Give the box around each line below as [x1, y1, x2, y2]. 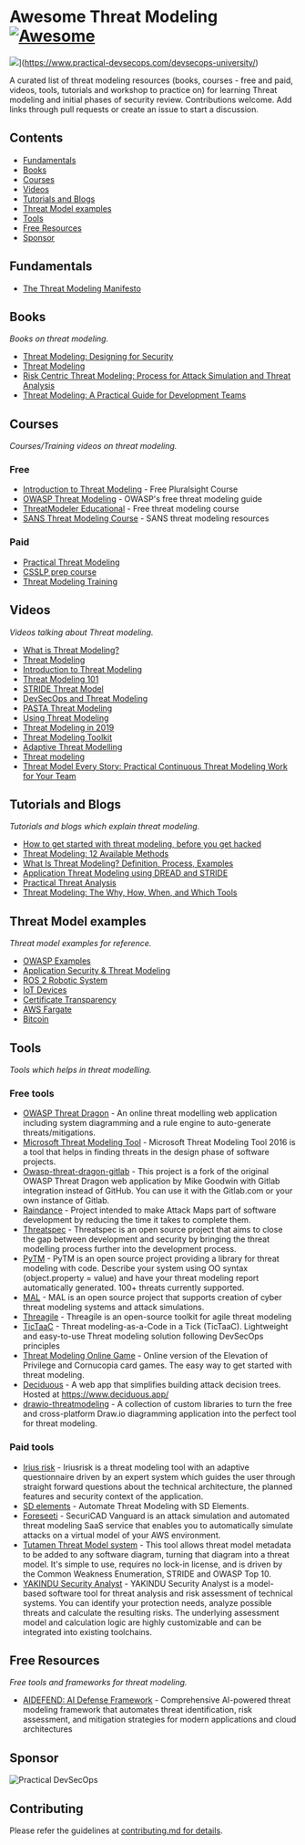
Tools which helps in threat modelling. [9, 1065, 152, 1076]
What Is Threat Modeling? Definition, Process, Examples [22, 858, 234, 869]
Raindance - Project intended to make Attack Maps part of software [22, 1204, 277, 1215]
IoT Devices [22, 985, 67, 995]
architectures [22, 1724, 73, 1735]
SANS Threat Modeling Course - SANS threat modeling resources [22, 513, 269, 524]
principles [22, 1340, 61, 1351]
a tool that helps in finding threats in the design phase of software [22, 1147, 270, 1158]
